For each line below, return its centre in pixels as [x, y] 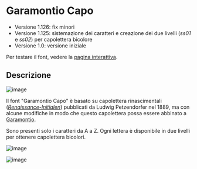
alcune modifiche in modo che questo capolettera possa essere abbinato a [96, 113]
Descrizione [29, 75]
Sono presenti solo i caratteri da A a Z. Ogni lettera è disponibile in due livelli [98, 130]
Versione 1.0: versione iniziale [50, 46]
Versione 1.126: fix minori [45, 27]
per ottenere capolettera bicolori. [46, 137]
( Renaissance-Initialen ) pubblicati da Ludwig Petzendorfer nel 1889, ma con [98, 107]
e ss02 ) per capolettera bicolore [53, 39]
